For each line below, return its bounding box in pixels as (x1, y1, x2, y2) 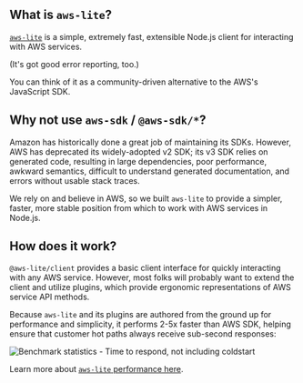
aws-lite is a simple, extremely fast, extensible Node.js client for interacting (9, 31, 294, 42)
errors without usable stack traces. (9, 175, 140, 186)
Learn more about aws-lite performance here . (9, 364, 184, 375)
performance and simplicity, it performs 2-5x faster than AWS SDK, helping (9, 318, 291, 330)
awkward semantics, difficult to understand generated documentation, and (9, 166, 289, 176)
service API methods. (9, 291, 90, 303)
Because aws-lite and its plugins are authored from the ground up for (9, 309, 272, 320)
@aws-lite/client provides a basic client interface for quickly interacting (9, 263, 281, 274)
